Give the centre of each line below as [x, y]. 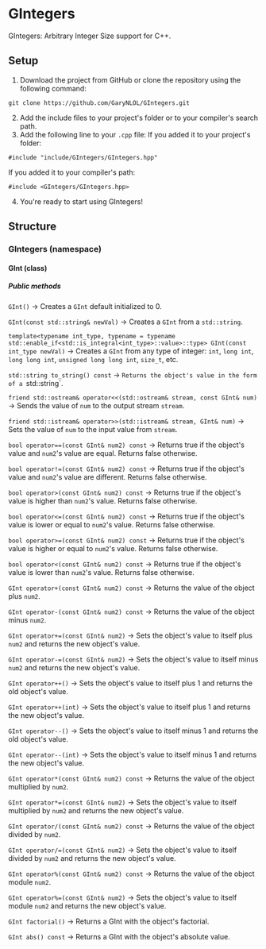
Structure [33, 227]
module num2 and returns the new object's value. [87, 905]
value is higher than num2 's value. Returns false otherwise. [103, 500]
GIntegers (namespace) [55, 249]
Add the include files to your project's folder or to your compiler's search [139, 118]
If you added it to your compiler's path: [72, 172]
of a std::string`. [36, 383]
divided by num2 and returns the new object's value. [92, 858]
